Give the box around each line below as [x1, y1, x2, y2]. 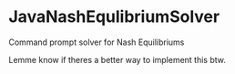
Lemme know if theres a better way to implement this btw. [8, 54, 227, 65]
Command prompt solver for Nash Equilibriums [8, 37, 185, 48]
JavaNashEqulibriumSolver [8, 6, 220, 27]
